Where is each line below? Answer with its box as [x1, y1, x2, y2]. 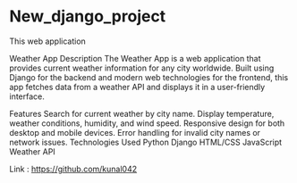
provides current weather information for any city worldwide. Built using [9, 62, 275, 73]
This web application [9, 36, 87, 46]
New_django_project [9, 6, 166, 27]
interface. [9, 91, 45, 102]
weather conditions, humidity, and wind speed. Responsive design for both [9, 118, 285, 129]
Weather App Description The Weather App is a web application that [9, 53, 261, 63]
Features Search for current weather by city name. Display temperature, [9, 108, 275, 119]
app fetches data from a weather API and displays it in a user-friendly [9, 81, 266, 92]
